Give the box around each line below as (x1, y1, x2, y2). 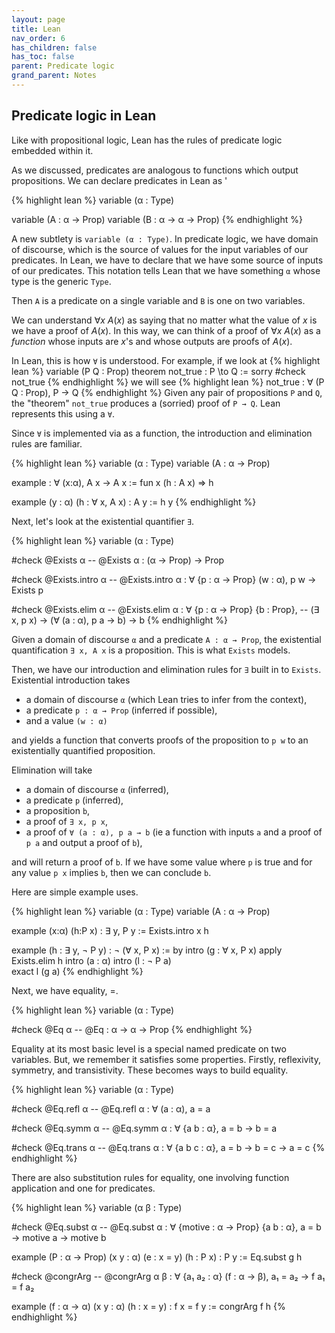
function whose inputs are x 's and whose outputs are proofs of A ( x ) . (11, 335, 293, 347)
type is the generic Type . (11, 275, 112, 287)
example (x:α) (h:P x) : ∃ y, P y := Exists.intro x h (11, 924, 209, 936)
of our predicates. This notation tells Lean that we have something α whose (11, 264, 321, 276)
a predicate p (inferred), (25, 794, 124, 806)
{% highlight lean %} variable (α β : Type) (11, 1201, 183, 1213)
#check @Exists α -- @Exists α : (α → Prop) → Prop (11, 554, 225, 566)
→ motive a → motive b (11, 1231, 107, 1243)
